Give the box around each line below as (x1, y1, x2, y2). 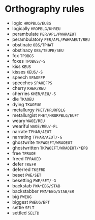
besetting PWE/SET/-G (12, 177, 56, 183)
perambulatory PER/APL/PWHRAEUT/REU (12, 36, 90, 42)
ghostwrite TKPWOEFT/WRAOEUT (12, 139, 73, 145)
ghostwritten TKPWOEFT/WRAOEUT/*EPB (12, 144, 88, 151)
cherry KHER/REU (12, 85, 46, 91)
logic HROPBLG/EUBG (12, 20, 51, 26)
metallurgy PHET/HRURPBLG (12, 107, 66, 113)
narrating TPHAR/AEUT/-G (12, 134, 62, 140)
